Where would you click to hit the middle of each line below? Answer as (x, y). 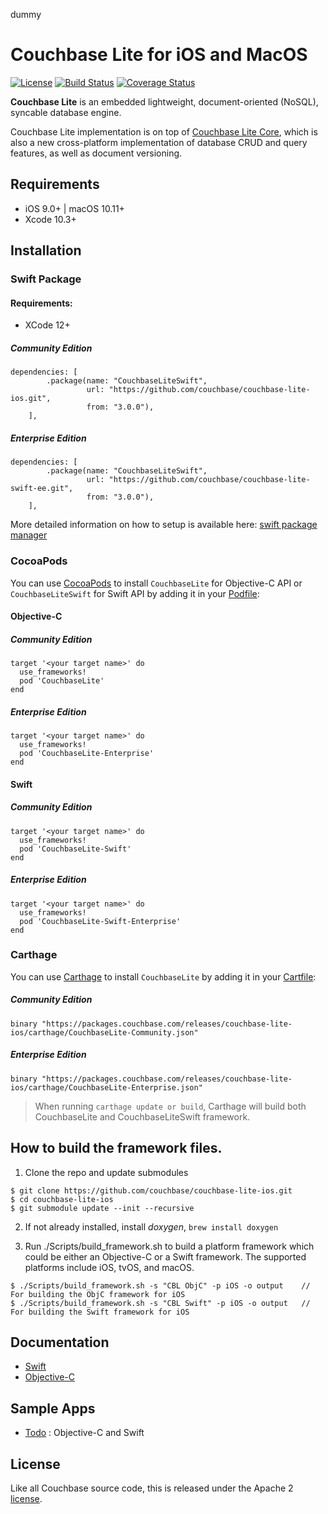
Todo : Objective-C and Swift (84, 1433)
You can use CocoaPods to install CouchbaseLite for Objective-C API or (156, 583)
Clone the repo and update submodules (106, 1172)
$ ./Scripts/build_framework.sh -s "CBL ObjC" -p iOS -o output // (160, 1285)
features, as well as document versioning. (96, 153)
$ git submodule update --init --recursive (102, 1208)
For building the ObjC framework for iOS (98, 1294)
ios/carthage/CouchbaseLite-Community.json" (104, 1032)
